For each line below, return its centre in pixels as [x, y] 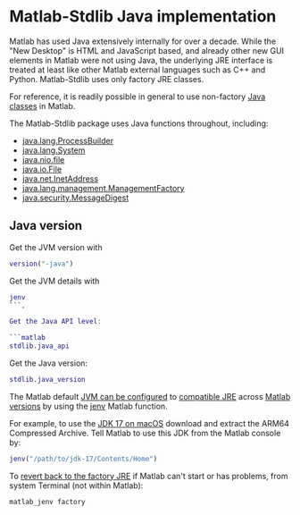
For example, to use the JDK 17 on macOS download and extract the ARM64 [150, 423]
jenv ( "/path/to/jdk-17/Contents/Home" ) [83, 459]
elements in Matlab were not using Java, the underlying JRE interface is [141, 60]
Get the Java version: [48, 363]
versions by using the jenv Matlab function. [88, 406]
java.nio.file [43, 159]
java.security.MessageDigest [75, 198]
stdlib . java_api [39, 346]
